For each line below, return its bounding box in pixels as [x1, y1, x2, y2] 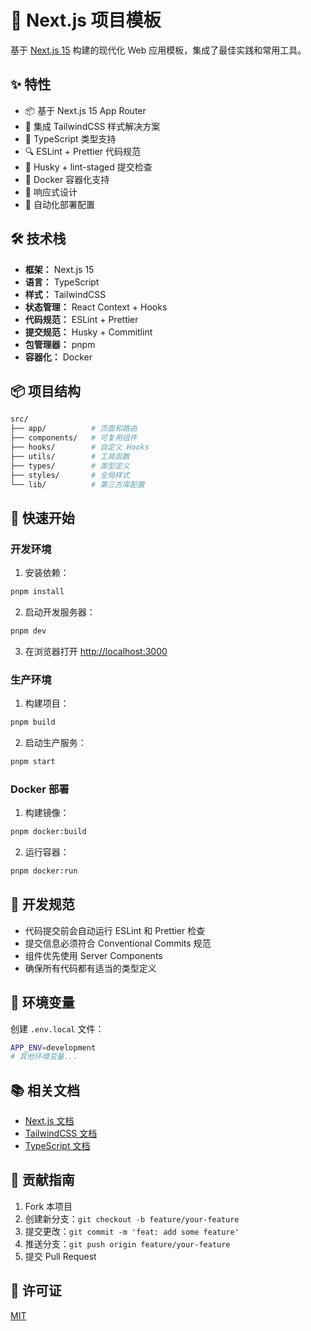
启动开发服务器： [24, 606, 96, 618]
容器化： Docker [24, 351, 93, 363]
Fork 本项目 [24, 1200, 73, 1212]
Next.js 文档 [24, 1115, 75, 1127]
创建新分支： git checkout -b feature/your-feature [24, 1212, 240, 1225]
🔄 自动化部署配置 [24, 198, 95, 210]
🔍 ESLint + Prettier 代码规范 [24, 145, 141, 157]
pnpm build [10, 717, 56, 728]
